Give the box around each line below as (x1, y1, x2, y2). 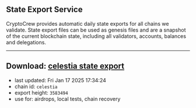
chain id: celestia (14, 83, 58, 90)
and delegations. (6, 39, 47, 46)
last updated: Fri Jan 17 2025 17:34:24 (14, 76, 107, 83)
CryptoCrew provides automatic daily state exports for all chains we (6, 20, 169, 27)
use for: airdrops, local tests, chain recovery (14, 95, 121, 102)
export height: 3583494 (14, 89, 68, 96)
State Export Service (6, 5, 83, 15)
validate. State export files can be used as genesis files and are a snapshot (6, 26, 186, 33)
